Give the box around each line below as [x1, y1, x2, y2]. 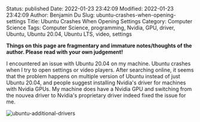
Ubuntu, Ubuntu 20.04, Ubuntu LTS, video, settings [6, 30, 133, 38]
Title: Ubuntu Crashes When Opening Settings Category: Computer [27, 18, 193, 25]
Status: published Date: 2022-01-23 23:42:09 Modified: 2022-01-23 [6, 5, 174, 12]
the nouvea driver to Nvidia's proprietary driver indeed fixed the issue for [6, 92, 186, 99]
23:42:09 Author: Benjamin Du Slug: [6, 11, 96, 19]
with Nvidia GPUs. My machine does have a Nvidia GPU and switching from [6, 86, 192, 92]
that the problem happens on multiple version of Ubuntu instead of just [6, 73, 180, 80]
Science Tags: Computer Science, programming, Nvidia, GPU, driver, [6, 24, 176, 31]
